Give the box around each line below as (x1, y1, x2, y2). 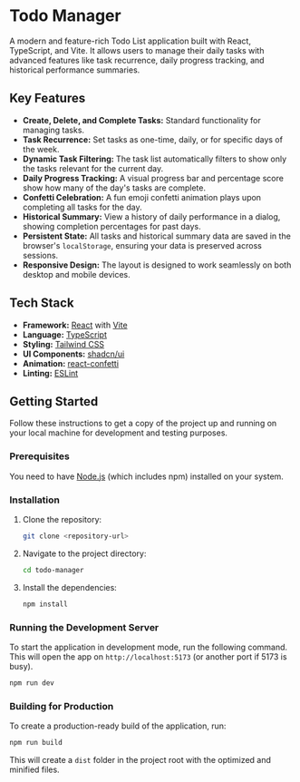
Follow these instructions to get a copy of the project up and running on (9, 418, 277, 429)
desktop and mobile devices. (22, 269, 131, 279)
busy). (9, 660, 34, 671)
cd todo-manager (22, 565, 84, 574)
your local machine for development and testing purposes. (9, 427, 228, 438)
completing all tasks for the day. (22, 201, 142, 212)
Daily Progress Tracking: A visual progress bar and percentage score (22, 172, 284, 183)
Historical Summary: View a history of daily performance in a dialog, (22, 210, 281, 222)
